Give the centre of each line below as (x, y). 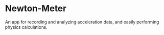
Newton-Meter (36, 9)
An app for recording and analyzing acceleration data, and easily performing (82, 22)
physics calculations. (26, 27)
